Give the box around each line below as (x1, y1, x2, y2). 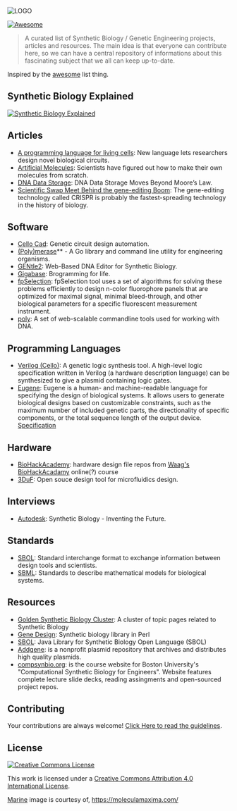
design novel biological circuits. (17, 156, 109, 164)
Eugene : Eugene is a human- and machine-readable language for (17, 384, 208, 392)
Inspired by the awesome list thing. (7, 70, 109, 78)
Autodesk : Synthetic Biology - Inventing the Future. (17, 514, 166, 523)
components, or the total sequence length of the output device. (17, 414, 202, 422)
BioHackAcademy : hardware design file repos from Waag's (17, 460, 190, 469)
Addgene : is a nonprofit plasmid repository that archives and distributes (17, 645, 226, 653)
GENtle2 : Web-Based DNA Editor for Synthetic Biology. (17, 262, 178, 271)
